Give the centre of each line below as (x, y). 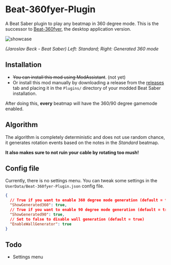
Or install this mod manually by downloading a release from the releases (88, 82)
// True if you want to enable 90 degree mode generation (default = (85, 210)
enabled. (15, 109)
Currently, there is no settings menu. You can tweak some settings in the (81, 181)
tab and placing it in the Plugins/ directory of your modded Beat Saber (87, 88)
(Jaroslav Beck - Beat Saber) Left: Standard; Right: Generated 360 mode (82, 49)
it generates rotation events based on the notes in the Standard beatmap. (82, 142)
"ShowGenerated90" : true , (37, 214)
